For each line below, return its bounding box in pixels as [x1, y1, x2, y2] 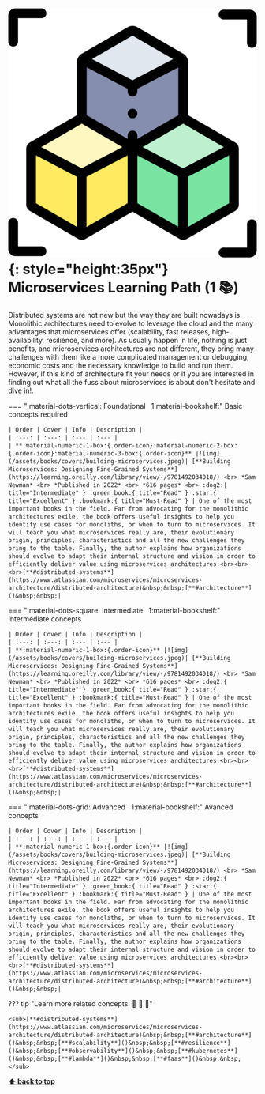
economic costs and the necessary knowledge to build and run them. [8, 360, 233, 370]
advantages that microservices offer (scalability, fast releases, [8, 326, 211, 336]
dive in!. [8, 386, 34, 395]
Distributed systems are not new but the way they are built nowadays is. [8, 310, 242, 319]
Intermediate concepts [8, 613, 82, 624]
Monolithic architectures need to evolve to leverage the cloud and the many [8, 319, 254, 328]
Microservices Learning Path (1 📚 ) [8, 279, 239, 296]
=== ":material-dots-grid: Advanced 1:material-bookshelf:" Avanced [8, 802, 233, 812]
